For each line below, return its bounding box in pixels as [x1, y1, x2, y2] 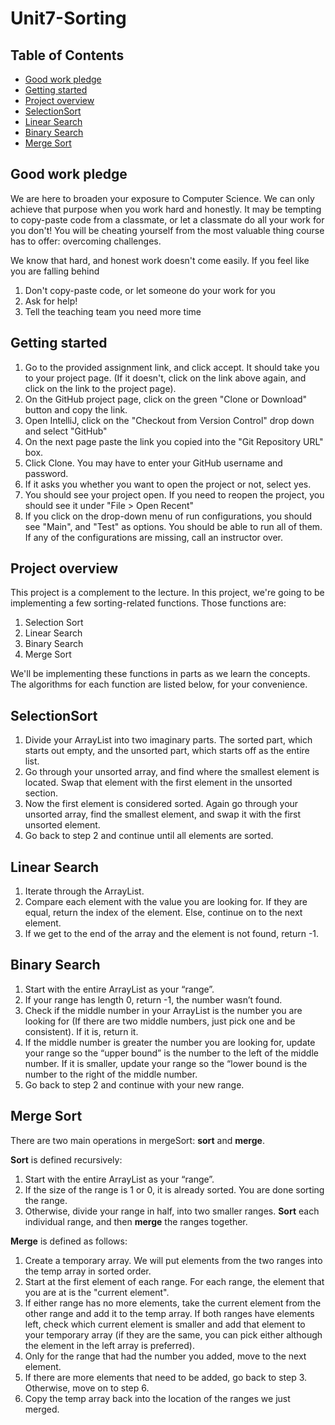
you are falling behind [10, 265, 100, 277]
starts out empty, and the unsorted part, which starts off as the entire [24, 745, 310, 757]
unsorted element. [24, 819, 101, 831]
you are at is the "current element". [24, 1286, 170, 1298]
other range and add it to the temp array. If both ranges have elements [24, 1307, 315, 1319]
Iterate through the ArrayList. [24, 885, 145, 897]
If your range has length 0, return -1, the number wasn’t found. [24, 993, 283, 1006]
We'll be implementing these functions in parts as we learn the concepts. [10, 668, 311, 680]
